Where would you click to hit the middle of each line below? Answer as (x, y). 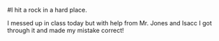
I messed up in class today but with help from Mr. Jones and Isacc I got (109, 23)
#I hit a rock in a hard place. (47, 10)
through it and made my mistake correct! (66, 30)
